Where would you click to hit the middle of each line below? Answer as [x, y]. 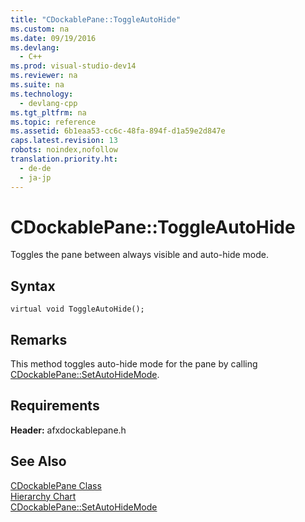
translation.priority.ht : [64, 159]
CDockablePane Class [56, 485]
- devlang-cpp [48, 103]
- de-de [35, 168]
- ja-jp [35, 177]
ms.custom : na [40, 29]
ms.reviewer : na [44, 76]
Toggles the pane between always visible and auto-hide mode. [140, 255]
